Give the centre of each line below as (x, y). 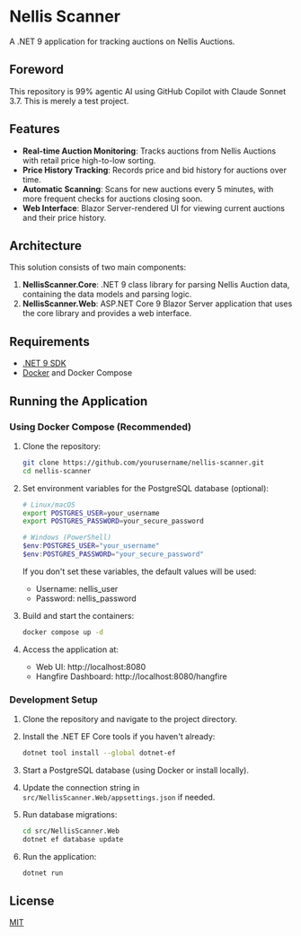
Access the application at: (71, 649)
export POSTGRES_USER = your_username (91, 513)
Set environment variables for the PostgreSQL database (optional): (146, 488)
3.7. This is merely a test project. (69, 101)
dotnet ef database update (73, 839)
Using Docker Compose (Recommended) (100, 427)
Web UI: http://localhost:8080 (91, 667)
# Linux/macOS (49, 505)
